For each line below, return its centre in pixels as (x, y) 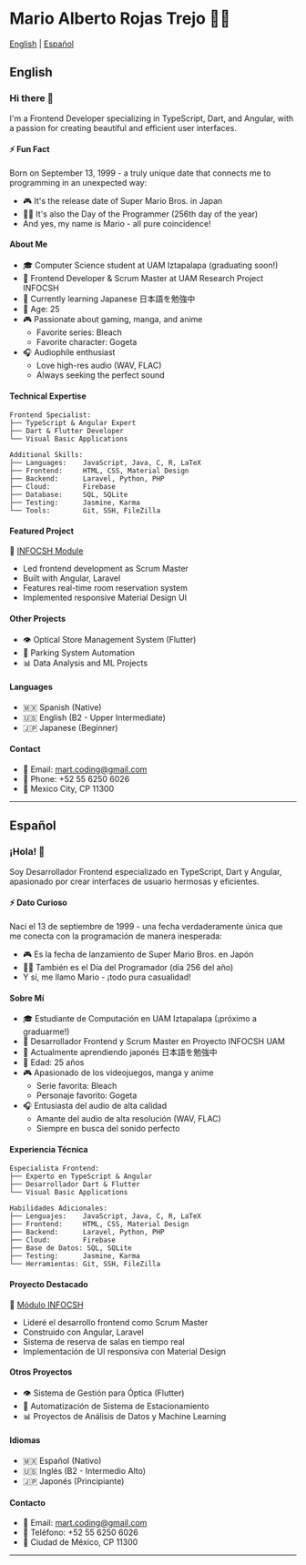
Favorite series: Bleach (79, 332)
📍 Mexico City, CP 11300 (68, 789)
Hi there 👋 (32, 98)
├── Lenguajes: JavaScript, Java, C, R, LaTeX (106, 1216)
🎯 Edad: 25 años (53, 1062)
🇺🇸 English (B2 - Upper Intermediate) (94, 717)
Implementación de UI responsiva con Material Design (124, 1351)
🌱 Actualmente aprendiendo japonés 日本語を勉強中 (120, 1052)
